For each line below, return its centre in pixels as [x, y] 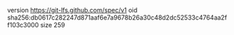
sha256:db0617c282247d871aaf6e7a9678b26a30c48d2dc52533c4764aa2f [117, 17]
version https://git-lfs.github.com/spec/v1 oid [73, 10]
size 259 [53, 25]
